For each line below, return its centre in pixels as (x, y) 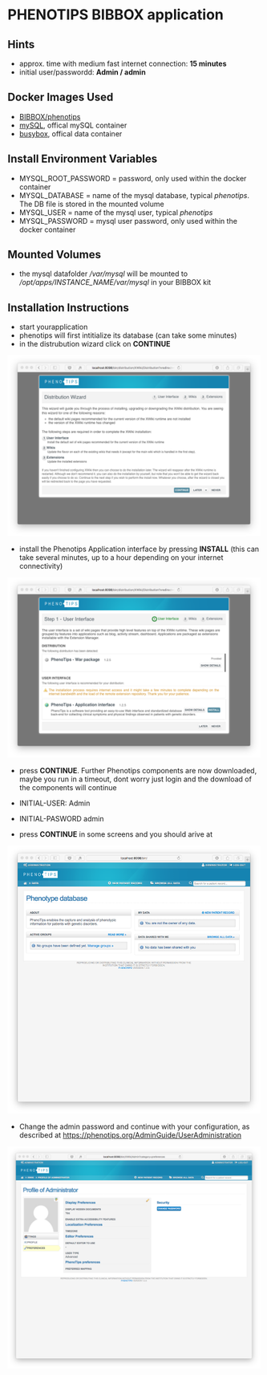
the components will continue (68, 787)
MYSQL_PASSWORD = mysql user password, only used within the (128, 221)
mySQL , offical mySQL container (73, 125)
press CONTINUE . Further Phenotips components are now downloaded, (138, 770)
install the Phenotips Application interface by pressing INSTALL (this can (139, 549)
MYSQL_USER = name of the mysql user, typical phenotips (116, 212)
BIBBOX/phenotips (50, 116)
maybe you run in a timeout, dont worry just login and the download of (135, 779)
